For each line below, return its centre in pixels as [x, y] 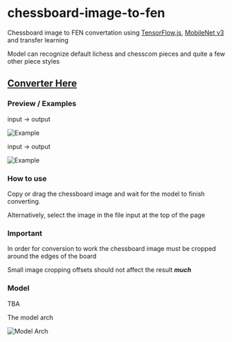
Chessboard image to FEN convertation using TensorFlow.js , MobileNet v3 [116, 33]
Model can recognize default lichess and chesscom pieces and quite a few [116, 54]
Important [25, 233]
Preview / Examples [42, 104]
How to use [27, 178]
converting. [24, 201]
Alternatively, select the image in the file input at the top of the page [106, 215]
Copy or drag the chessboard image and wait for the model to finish [106, 194]
